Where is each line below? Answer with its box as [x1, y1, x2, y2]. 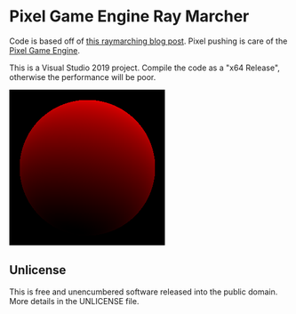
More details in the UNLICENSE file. [9, 295, 140, 306]
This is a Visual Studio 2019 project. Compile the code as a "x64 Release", [9, 62, 280, 73]
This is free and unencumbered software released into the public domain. [9, 286, 278, 297]
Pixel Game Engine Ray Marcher [9, 6, 250, 27]
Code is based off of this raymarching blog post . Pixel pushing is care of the [9, 36, 288, 46]
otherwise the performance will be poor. [9, 71, 156, 82]
